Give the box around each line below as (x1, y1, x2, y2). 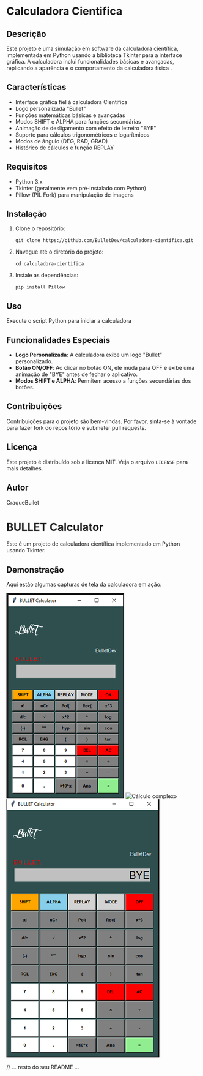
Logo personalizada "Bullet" (15, 105, 86, 112)
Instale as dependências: (15, 271, 78, 279)
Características (6, 82, 67, 92)
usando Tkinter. (6, 547, 46, 554)
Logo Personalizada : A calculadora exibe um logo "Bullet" (15, 351, 163, 359)
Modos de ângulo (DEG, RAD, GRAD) (15, 137, 108, 145)
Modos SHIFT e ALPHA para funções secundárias (15, 118, 141, 125)
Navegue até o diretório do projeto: (15, 248, 104, 255)
